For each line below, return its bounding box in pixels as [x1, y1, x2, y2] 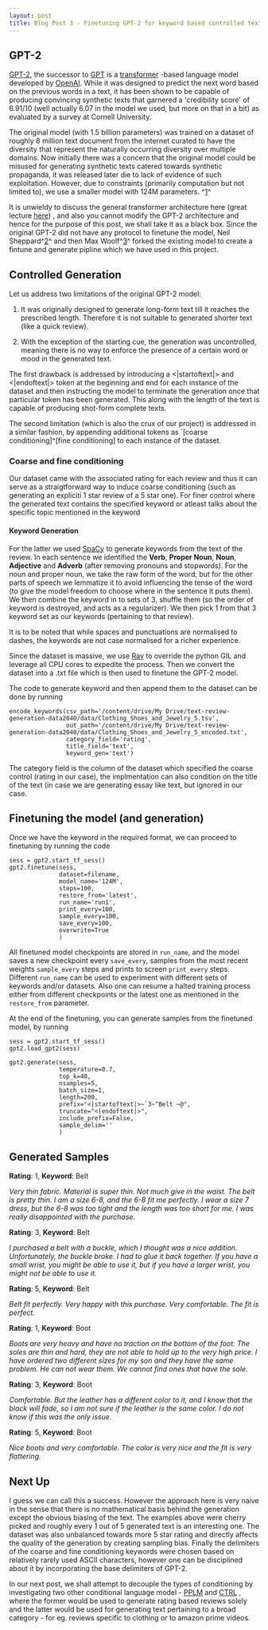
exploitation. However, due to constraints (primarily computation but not [9, 179, 245, 188]
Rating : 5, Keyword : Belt [9, 1284, 90, 1293]
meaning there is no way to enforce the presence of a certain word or [20, 345, 249, 355]
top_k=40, [59, 1072, 91, 1081]
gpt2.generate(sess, [9, 1059, 78, 1067]
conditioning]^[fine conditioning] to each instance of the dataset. [9, 436, 222, 445]
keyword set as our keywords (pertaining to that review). [9, 611, 194, 621]
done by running [9, 692, 63, 701]
